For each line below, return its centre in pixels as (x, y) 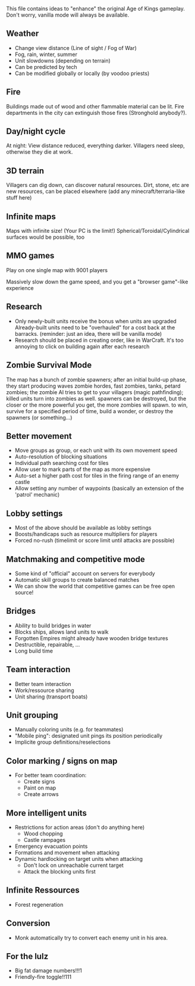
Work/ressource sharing (44, 690)
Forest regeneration (39, 904)
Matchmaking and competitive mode (76, 559)
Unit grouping (32, 715)
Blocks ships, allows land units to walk (62, 632)
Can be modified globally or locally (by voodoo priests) (82, 73)
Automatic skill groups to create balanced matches (77, 579)
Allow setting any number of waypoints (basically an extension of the (99, 488)
